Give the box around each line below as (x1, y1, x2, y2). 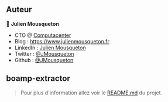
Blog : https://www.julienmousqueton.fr (14, 38, 109, 45)
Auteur (6, 5, 32, 15)
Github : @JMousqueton (14, 56, 74, 63)
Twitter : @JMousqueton (14, 50, 74, 57)
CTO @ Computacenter (14, 32, 71, 39)
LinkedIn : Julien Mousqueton (14, 44, 86, 51)
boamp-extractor (6, 73, 70, 84)
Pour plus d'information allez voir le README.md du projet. (20, 89, 163, 96)
